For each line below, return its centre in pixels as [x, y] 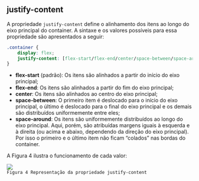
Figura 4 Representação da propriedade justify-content [77, 173]
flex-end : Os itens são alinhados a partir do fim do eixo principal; [94, 88]
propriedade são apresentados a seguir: [56, 36]
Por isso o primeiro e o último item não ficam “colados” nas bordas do [100, 138]
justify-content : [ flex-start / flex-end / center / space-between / [95, 59]
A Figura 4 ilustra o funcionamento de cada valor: [67, 156]
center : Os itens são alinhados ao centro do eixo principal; [87, 94]
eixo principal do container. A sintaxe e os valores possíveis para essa [92, 30]
